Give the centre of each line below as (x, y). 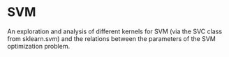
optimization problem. (39, 46)
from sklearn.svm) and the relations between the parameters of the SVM (112, 38)
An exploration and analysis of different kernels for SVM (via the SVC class (114, 31)
